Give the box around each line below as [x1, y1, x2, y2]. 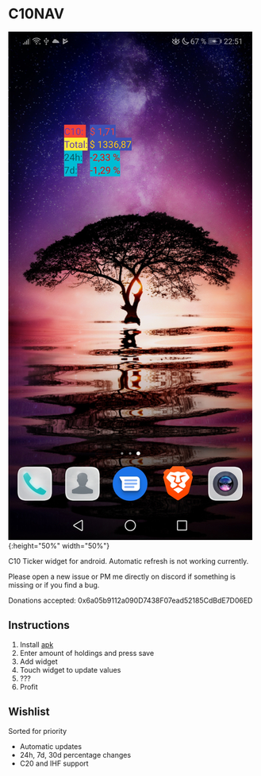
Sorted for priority [8, 726, 67, 735]
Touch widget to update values [19, 665, 121, 674]
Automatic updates [19, 741, 82, 751]
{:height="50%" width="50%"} [8, 541, 110, 550]
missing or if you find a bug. [8, 580, 100, 589]
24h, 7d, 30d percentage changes [19, 750, 132, 759]
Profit [19, 681, 38, 692]
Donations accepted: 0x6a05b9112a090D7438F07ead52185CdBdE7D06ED [8, 596, 253, 605]
